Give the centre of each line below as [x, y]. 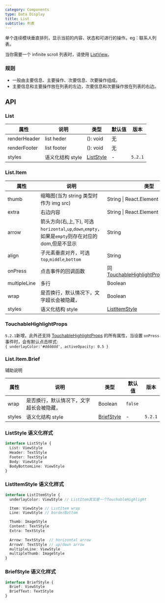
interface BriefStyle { [29, 582]
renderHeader [24, 139]
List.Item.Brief [23, 359]
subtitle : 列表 [20, 23]
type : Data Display [25, 14]
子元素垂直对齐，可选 [65, 252]
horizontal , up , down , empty [69, 229]
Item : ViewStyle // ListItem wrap [45, 508]
